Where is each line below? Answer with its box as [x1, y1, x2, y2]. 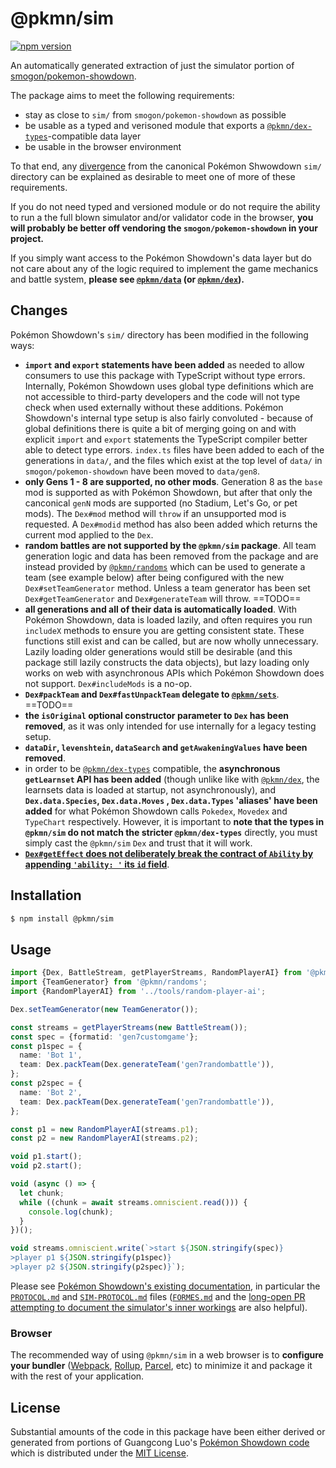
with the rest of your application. [10, 1370, 145, 1382]
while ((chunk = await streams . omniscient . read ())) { [19, 1197, 248, 1207]
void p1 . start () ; [10, 1152, 83, 1162]
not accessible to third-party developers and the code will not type [24, 390, 301, 402]
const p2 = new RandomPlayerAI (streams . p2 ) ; [10, 1133, 199, 1144]
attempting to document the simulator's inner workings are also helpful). [10, 1301, 308, 1313]
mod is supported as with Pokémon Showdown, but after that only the [24, 486, 313, 498]
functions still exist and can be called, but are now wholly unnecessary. [24, 635, 319, 647]
